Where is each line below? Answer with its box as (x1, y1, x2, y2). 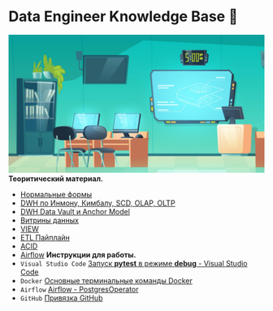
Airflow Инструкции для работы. (19, 249, 136, 259)
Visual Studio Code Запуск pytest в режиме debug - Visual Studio (19, 258, 248, 268)
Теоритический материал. (8, 174, 104, 184)
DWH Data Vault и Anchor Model (19, 206, 130, 216)
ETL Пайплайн (19, 232, 71, 242)
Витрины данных (19, 215, 80, 225)
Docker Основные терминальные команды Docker (19, 275, 193, 285)
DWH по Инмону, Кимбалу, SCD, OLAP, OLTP (19, 198, 176, 208)
